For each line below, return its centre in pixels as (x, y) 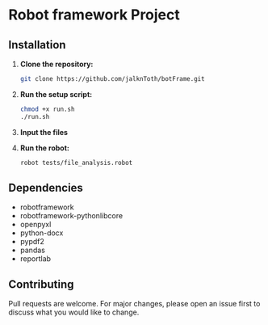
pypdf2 (32, 242)
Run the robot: (45, 148)
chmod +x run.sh (47, 109)
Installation (37, 45)
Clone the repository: (57, 64)
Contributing (41, 284)
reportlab (35, 259)
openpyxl (36, 225)
